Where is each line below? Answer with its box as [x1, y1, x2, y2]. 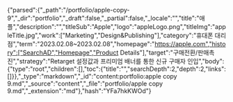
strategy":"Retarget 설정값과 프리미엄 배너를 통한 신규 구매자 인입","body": [19, 57, 225, 65]
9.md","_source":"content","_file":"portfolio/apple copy [7, 79, 163, 88]
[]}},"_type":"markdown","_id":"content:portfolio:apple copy [7, 72, 177, 80]
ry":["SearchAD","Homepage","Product [7, 48, 119, 57]
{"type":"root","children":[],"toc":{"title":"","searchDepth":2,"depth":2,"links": [7, 65, 226, 73]
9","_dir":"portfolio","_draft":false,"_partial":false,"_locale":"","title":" [7, 14, 200, 22]
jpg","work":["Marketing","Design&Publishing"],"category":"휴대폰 [26, 31, 214, 39]
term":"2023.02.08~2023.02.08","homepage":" [19, 40, 155, 48]
